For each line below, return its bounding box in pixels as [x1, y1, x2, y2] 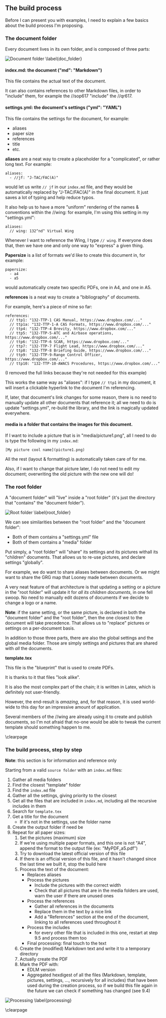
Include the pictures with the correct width [34, 882, 121, 888]
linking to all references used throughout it [34, 919, 121, 925]
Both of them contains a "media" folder [12, 539, 92, 545]
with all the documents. [5, 646, 53, 652]
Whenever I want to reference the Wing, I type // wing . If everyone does [5, 237, 153, 243]
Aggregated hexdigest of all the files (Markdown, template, [27, 972, 147, 978]
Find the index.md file [12, 787, 56, 794]
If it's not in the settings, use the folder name [19, 819, 111, 825]
